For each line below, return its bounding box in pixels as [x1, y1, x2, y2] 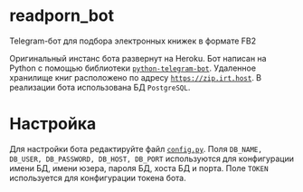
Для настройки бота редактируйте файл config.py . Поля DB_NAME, [9, 143, 262, 154]
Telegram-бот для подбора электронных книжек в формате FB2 [9, 35, 256, 46]
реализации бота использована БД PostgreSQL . [9, 82, 191, 92]
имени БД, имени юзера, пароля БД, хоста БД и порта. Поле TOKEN [9, 162, 269, 173]
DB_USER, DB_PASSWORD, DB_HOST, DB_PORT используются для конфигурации [9, 153, 294, 164]
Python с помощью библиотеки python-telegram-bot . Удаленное [9, 62, 256, 73]
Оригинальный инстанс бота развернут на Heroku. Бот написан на [9, 53, 267, 63]
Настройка [9, 114, 97, 134]
